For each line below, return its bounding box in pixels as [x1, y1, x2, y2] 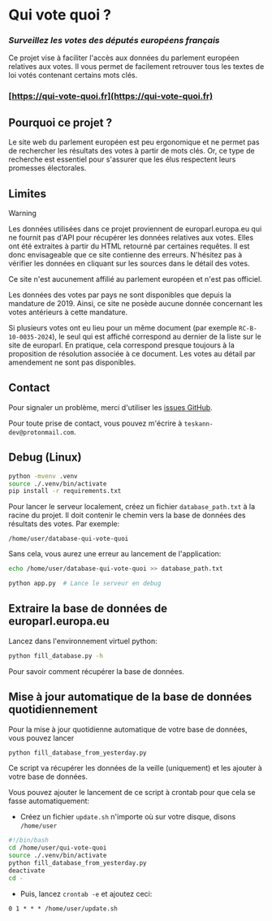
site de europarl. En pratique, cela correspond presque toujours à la [8, 340, 235, 350]
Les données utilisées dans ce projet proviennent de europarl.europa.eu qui [8, 224, 262, 234]
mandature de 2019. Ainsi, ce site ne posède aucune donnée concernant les [8, 299, 263, 309]
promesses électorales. [8, 163, 87, 173]
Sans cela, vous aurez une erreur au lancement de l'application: [8, 549, 222, 559]
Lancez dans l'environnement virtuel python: [8, 636, 158, 646]
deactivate [8, 867, 45, 875]
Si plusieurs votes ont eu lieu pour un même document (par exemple [8, 323, 237, 333]
